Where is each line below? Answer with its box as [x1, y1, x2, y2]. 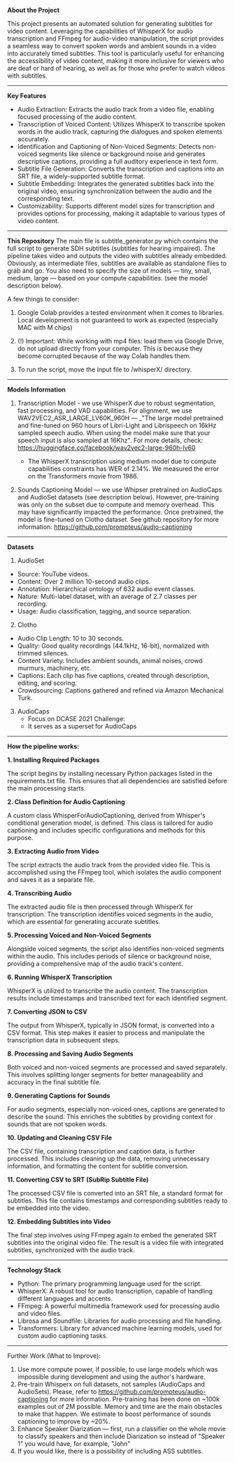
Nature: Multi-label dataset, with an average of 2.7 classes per [17, 592, 197, 600]
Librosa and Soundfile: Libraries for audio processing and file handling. [17, 1316, 222, 1325]
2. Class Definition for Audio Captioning [7, 797, 126, 806]
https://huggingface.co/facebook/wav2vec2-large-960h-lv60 [17, 443, 196, 452]
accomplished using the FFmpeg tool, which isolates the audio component [7, 868, 222, 877]
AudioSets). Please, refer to [17, 1388, 97, 1396]
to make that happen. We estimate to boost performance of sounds [17, 1410, 211, 1418]
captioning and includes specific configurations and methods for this [7, 826, 206, 835]
